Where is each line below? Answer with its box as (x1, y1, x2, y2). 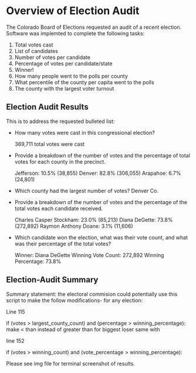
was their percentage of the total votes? (14, 240, 111, 247)
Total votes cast (14, 41, 53, 48)
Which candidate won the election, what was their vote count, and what (14, 234, 188, 241)
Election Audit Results (6, 102, 89, 112)
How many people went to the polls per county (14, 72, 128, 79)
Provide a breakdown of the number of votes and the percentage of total (14, 152, 191, 159)
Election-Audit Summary (6, 275, 99, 285)
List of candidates (14, 47, 59, 54)
